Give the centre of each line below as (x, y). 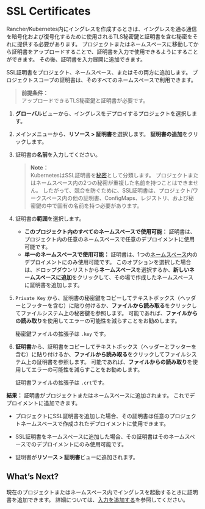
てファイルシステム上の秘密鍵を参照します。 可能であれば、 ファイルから (106, 313)
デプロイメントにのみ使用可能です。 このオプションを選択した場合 (108, 262)
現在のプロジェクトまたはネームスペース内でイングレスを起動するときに (97, 492)
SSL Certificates (49, 11)
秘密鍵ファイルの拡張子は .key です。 (62, 333)
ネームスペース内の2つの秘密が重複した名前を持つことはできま (114, 183)
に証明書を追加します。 (54, 285)
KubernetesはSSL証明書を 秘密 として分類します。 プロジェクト (109, 175)
